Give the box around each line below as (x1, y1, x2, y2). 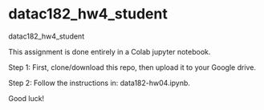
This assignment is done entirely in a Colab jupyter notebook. (8, 47, 211, 56)
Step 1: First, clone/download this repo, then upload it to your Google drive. (8, 62, 257, 72)
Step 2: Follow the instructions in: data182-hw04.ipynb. (8, 78, 191, 88)
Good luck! (8, 93, 45, 103)
